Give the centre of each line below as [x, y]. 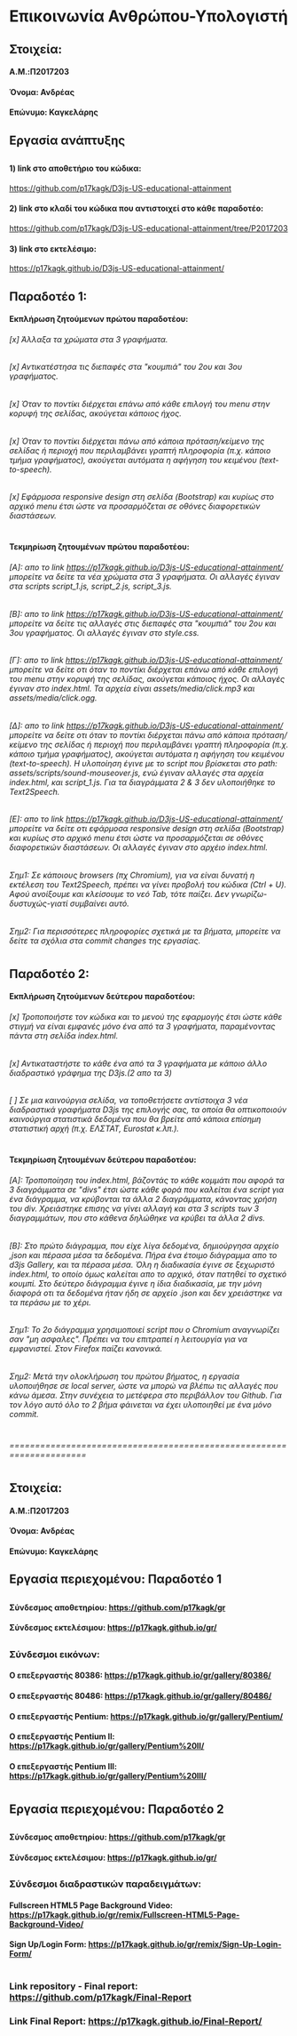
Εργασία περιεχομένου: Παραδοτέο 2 [117, 1809]
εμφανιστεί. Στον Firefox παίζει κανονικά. [86, 1349]
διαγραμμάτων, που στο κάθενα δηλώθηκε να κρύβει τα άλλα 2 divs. [137, 1218]
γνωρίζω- [249, 894]
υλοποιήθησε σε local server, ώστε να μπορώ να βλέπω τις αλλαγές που [144, 1385]
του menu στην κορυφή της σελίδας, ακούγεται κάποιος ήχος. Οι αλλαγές [147, 679]
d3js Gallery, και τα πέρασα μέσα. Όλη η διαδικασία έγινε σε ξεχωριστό [142, 1264]
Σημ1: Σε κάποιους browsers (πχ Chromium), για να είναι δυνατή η [132, 875]
